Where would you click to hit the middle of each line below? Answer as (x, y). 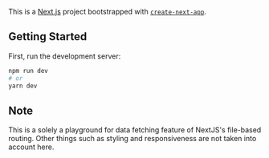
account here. (31, 147)
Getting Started (48, 36)
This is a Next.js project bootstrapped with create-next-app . (108, 12)
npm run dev (28, 71)
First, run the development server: (65, 56)
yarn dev (23, 86)
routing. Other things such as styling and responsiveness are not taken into (132, 139)
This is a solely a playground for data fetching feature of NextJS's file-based (135, 130)
